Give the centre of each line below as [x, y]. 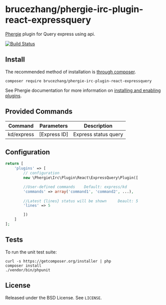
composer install [23, 266]
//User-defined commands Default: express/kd [75, 187]
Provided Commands [39, 112]
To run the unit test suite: [31, 252]
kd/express [21, 134]
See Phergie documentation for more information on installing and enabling [83, 90]
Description [98, 126]
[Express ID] [54, 134]
